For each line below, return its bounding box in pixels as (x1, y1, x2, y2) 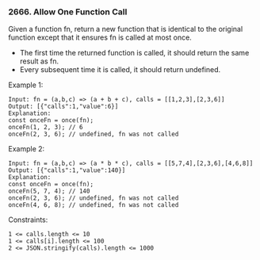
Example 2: (8, 144, 45, 154)
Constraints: (8, 215, 48, 224)
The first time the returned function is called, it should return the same (19, 48, 250, 58)
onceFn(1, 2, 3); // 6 (8, 124, 83, 132)
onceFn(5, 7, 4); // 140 (8, 187, 90, 196)
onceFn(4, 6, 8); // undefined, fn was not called (8, 201, 179, 209)
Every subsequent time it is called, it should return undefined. (19, 65, 221, 75)
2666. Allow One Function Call (8, 6, 128, 17)
